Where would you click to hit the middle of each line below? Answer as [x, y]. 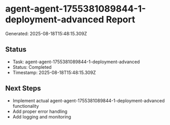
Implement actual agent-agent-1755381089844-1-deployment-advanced [89, 100]
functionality [26, 106]
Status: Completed [32, 67]
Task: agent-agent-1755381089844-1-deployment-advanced [76, 62]
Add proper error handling [40, 111]
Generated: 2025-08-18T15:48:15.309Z [46, 33]
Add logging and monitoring [42, 116]
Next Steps [23, 88]
